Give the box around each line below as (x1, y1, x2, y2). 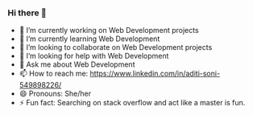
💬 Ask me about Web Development (19, 60, 135, 69)
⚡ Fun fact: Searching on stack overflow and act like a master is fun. (19, 98, 246, 108)
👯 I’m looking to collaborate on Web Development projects (19, 43, 213, 52)
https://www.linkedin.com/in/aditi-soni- (89, 68, 221, 79)
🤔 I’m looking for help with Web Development (19, 51, 169, 61)
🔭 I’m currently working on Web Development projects (19, 26, 199, 35)
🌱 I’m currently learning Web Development (19, 34, 160, 43)
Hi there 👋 (7, 7, 48, 18)
